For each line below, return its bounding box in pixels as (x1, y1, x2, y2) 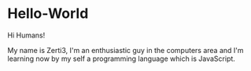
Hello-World (7, 5, 89, 23)
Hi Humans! (7, 30, 46, 40)
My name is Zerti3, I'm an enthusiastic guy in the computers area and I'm (7, 45, 244, 55)
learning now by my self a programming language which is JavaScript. (7, 54, 235, 63)
